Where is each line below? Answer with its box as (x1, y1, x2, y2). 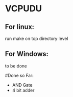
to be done (5, 63, 27, 69)
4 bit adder (12, 87, 35, 93)
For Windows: (5, 50, 49, 58)
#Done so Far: (5, 72, 34, 78)
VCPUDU (5, 3, 42, 14)
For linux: (5, 23, 34, 31)
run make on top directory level (5, 35, 69, 41)
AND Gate (12, 82, 33, 88)
